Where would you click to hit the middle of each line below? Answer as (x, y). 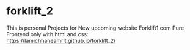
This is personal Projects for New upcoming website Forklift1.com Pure (95, 28)
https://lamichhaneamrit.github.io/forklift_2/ (61, 40)
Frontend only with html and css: (47, 34)
